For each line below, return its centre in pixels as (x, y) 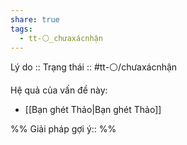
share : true (35, 19)
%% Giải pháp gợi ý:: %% (63, 129)
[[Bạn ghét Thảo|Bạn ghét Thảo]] (93, 110)
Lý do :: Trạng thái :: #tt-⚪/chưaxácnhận (94, 67)
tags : (21, 29)
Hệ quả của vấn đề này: (59, 90)
